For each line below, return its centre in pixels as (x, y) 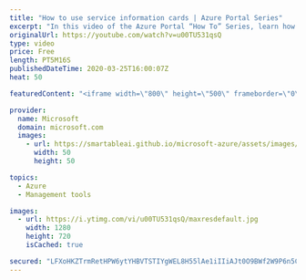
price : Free (32, 52)
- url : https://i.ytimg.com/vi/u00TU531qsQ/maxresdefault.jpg (138, 220)
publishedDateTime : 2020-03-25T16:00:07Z (89, 69)
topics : (24, 177)
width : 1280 (48, 228)
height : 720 (48, 237)
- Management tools (55, 194)
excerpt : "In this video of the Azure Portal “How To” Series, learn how (153, 26)
